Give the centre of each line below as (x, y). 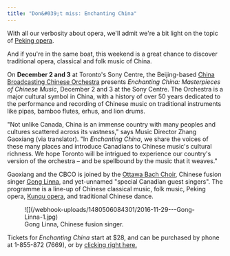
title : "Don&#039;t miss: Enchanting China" (72, 13)
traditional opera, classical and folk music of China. (80, 61)
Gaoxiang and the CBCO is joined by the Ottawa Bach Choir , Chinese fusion (114, 174)
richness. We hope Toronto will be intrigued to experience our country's (109, 153)
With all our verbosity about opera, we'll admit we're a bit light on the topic (113, 33)
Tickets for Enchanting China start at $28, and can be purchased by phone (113, 237)
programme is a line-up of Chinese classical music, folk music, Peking (107, 189)
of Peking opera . (31, 40)
